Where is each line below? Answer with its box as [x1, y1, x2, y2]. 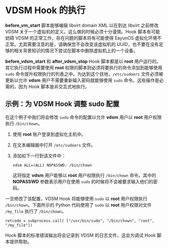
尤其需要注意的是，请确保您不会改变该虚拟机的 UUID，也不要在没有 [18, 41, 159, 47]
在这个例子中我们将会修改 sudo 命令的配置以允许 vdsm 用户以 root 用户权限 [5, 114, 162, 120]
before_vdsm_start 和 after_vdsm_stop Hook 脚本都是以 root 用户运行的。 [5, 58, 161, 64]
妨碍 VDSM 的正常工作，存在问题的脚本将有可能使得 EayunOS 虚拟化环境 [5, 35, 157, 41]
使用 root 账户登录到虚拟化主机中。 [12, 131, 86, 137]
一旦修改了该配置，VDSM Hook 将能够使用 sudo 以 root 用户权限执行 [5, 195, 148, 202]
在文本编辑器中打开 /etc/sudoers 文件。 [12, 142, 96, 148]
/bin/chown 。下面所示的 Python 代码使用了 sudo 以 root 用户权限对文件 [5, 202, 152, 208]
